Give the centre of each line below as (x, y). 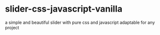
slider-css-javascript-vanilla (64, 9)
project (12, 27)
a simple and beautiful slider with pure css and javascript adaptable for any (80, 22)
